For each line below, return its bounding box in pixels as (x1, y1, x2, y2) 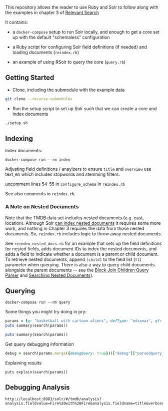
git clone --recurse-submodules (5, 96, 72, 102)
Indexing (5, 134, 33, 143)
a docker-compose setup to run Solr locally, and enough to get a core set (12, 29, 160, 35)
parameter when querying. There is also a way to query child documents (5, 261, 155, 267)
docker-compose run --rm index (5, 157, 70, 162)
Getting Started (5, 74, 54, 82)
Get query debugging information (5, 341, 74, 347)
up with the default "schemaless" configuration (12, 35, 110, 40)
